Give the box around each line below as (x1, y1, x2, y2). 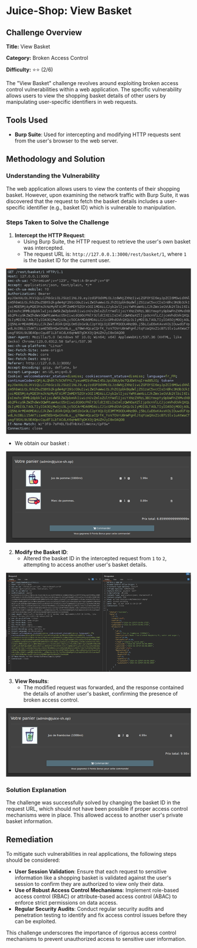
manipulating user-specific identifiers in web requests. (6, 99, 138, 105)
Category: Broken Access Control (6, 55, 89, 61)
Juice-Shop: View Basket (6, 4, 132, 18)
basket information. (6, 817, 53, 825)
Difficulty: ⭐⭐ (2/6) (6, 66, 53, 73)
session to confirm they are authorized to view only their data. (14, 880, 165, 887)
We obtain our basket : (14, 440, 69, 447)
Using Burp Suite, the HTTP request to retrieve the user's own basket (23, 238, 191, 245)
